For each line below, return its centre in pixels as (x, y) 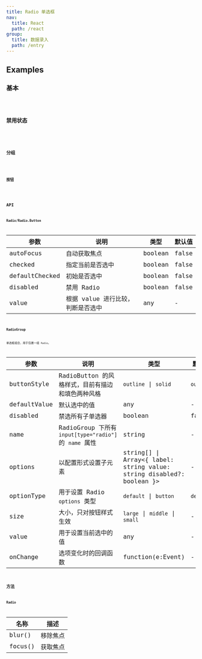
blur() (20, 635)
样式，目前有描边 (89, 385)
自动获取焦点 (84, 254)
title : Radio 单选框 (31, 12)
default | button (148, 496)
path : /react (28, 29)
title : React (28, 23)
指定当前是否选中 (90, 265)
